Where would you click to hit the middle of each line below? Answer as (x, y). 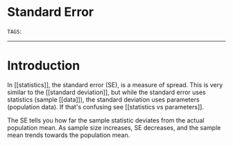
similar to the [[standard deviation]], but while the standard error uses (107, 92)
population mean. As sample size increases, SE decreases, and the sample (114, 127)
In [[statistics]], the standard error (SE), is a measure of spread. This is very (115, 84)
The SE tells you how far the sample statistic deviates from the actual (106, 120)
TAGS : (15, 31)
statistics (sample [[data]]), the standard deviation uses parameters (103, 99)
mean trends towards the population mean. (69, 135)
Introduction (44, 66)
